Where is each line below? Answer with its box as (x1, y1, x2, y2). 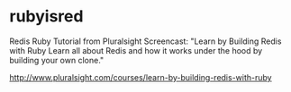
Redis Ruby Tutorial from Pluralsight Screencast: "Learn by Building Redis (9, 36, 282, 46)
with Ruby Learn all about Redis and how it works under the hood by (9, 45, 263, 55)
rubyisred (9, 6, 84, 27)
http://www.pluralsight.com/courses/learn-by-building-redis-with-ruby (9, 71, 272, 82)
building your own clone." (9, 54, 105, 65)
